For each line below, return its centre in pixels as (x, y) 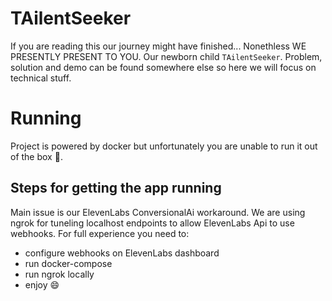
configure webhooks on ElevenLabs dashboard (122, 253)
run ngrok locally (59, 274)
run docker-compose (68, 263)
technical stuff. (41, 78)
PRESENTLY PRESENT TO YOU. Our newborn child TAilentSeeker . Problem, (166, 56)
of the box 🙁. (36, 156)
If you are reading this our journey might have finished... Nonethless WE (158, 46)
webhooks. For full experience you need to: (100, 233)
